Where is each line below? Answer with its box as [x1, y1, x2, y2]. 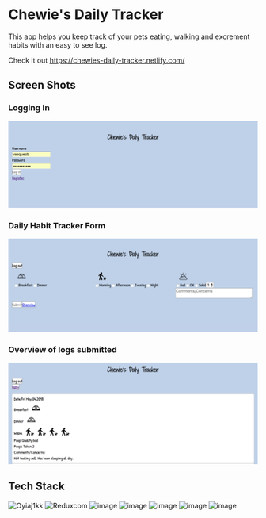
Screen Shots [8, 79, 77, 92]
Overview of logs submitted [8, 344, 117, 355]
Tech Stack [8, 480, 65, 493]
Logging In [8, 102, 50, 113]
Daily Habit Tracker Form [8, 220, 106, 231]
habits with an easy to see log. [8, 40, 108, 49]
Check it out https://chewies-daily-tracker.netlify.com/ [8, 56, 185, 65]
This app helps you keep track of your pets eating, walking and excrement [8, 32, 250, 41]
